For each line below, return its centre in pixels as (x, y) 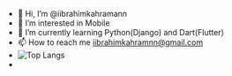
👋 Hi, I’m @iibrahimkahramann (72, 14)
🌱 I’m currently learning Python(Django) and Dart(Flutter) (121, 32)
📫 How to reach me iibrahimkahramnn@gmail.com (110, 42)
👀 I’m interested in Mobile (64, 23)
